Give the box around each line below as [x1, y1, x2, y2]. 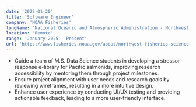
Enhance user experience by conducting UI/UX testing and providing [14, 88, 180, 95]
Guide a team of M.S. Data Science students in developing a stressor [14, 57, 180, 64]
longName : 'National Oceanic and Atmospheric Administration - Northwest [6, 25, 190, 31]
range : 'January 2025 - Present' [6, 36, 87, 42]
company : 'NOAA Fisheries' [6, 19, 72, 25]
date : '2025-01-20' [6, 8, 54, 15]
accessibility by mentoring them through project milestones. [14, 70, 159, 77]
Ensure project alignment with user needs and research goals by [14, 75, 170, 82]
